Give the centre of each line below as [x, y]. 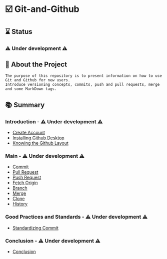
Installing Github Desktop [38, 138]
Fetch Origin [25, 183]
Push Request [27, 178]
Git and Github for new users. [38, 80]
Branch [20, 188]
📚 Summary [25, 105]
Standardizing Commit [35, 228]
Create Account [28, 132]
